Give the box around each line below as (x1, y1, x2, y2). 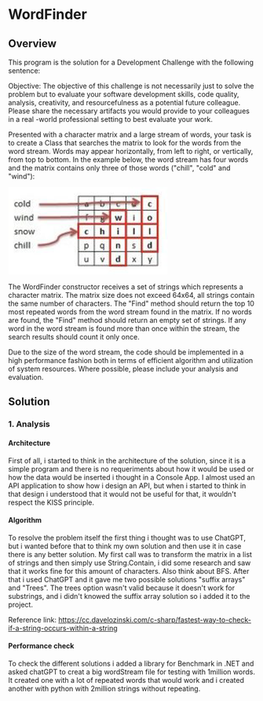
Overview (8, 37, 57, 50)
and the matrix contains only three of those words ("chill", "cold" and (8, 163, 231, 172)
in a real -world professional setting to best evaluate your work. (8, 115, 214, 123)
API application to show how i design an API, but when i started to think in (8, 481, 247, 490)
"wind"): (8, 171, 35, 181)
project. (8, 600, 34, 609)
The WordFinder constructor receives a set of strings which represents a (8, 282, 243, 292)
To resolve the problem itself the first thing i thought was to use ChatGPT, (8, 533, 246, 542)
